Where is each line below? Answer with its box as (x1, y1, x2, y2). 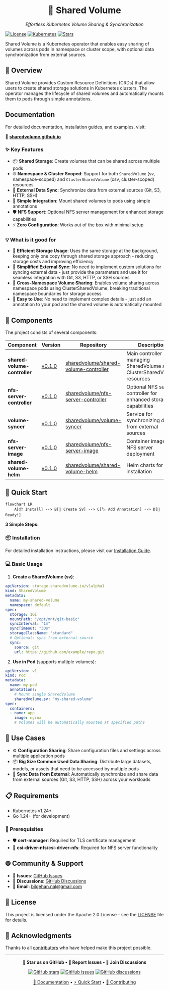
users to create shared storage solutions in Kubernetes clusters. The (5, 85, 147, 91)
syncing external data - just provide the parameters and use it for (12, 269, 148, 275)
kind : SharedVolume (5, 588, 46, 593)
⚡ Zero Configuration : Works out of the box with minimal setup (12, 222, 144, 228)
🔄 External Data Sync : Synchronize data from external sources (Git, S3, (12, 187, 161, 193)
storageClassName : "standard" (10, 631, 73, 636)
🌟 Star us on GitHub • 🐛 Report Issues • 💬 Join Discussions (22, 959, 147, 965)
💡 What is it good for (5, 236, 56, 243)
